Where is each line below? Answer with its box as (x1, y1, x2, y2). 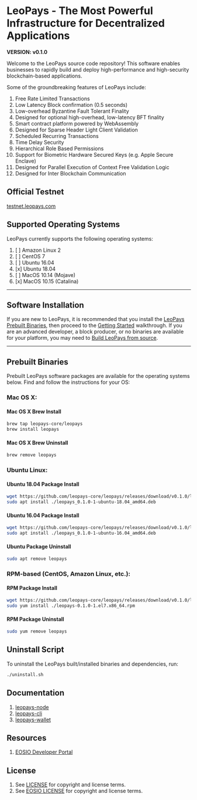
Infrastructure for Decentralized (6, 16, 165, 30)
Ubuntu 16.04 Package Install (6, 512, 80, 519)
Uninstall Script (6, 644, 64, 655)
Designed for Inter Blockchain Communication (15, 170, 126, 177)
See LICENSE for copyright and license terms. (15, 781, 126, 788)
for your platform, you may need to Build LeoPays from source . (6, 335, 158, 342)
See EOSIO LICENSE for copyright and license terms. (15, 788, 143, 795)
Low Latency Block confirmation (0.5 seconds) (15, 101, 128, 108)
